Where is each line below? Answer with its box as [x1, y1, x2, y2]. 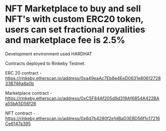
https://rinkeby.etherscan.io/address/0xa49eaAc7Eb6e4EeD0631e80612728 [5, 75, 161, 81]
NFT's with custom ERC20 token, [5, 13, 144, 25]
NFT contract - [5, 110, 36, 116]
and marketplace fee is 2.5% [5, 35, 125, 46]
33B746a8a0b [5, 80, 35, 87]
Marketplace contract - [5, 90, 52, 96]
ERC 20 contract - [5, 70, 42, 76]
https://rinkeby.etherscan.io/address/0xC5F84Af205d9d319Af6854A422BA [5, 95, 160, 101]
